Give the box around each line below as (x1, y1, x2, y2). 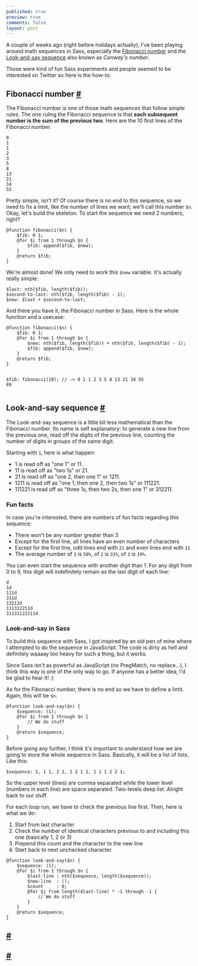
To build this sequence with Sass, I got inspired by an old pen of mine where (6, 638, 192, 645)
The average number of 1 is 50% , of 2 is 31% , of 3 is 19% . (14, 551, 147, 558)
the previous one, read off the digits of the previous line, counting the (6, 431, 176, 438)
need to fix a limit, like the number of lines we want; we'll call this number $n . (6, 203, 193, 211)
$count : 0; (27, 884, 67, 890)
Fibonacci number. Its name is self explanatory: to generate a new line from (6, 425, 190, 432)
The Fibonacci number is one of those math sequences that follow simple (6, 105, 185, 112)
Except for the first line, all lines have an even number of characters (14, 538, 180, 545)
